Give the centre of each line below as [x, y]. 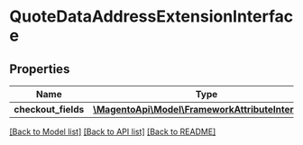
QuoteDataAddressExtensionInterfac [151, 17]
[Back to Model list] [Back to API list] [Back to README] [113, 131]
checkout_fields [49, 109]
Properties [40, 69]
